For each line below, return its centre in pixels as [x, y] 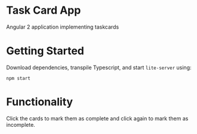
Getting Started [45, 51]
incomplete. [21, 124]
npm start [19, 78]
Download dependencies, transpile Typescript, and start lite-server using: [99, 67]
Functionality [40, 102]
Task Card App [44, 10]
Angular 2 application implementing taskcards [63, 27]
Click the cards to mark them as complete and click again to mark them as [97, 118]
